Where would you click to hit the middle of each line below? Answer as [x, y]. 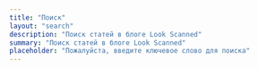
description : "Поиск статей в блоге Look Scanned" [106, 34]
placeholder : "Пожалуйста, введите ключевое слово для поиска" [130, 51]
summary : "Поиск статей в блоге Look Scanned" [98, 43]
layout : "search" [42, 26]
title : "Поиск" [38, 17]
